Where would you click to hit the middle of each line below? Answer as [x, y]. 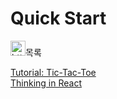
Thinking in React [46, 83]
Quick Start [58, 18]
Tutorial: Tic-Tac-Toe [53, 72]
